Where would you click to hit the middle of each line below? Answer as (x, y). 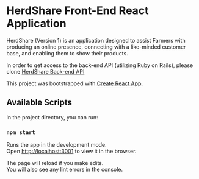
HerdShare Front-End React (78, 11)
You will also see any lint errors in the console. (65, 170)
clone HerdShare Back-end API (45, 71)
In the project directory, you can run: (52, 117)
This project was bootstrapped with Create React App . (75, 83)
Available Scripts (39, 103)
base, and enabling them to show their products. (67, 53)
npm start (21, 132)
